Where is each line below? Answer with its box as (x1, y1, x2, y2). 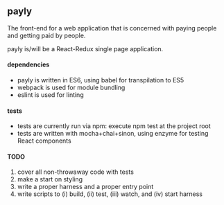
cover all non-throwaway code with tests (17, 168, 134, 176)
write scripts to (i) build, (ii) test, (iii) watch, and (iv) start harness (17, 190, 203, 198)
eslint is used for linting (17, 91, 85, 99)
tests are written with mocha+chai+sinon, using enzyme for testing (17, 130, 209, 138)
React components (17, 136, 71, 145)
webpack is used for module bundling (17, 83, 126, 92)
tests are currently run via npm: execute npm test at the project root (17, 122, 212, 130)
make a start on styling (17, 175, 83, 184)
